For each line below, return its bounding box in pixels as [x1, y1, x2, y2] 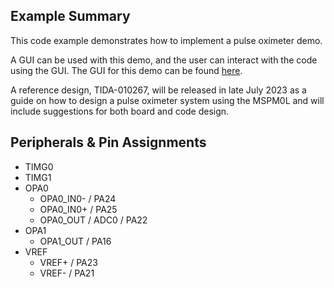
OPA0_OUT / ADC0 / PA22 [39, 214, 148, 226]
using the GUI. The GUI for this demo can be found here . [10, 64, 243, 76]
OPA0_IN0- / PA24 [39, 192, 117, 204]
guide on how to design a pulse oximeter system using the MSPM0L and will [10, 94, 325, 106]
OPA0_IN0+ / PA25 [39, 203, 118, 215]
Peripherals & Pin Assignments [10, 134, 207, 151]
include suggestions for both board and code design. [10, 105, 230, 117]
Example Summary [10, 8, 131, 25]
